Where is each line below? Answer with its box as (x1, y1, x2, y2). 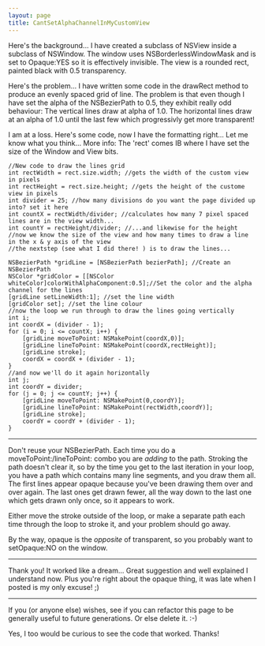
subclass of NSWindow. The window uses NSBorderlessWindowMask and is (8, 49, 256, 58)
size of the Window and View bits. (8, 147, 119, 156)
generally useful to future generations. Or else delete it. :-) (8, 613, 198, 623)
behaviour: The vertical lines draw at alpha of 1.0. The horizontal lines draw (8, 106, 252, 115)
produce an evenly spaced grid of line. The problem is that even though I (8, 89, 245, 99)
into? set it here (8, 203, 69, 211)
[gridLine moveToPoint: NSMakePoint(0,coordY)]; (22, 396, 185, 405)
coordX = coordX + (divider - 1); (22, 355, 136, 363)
